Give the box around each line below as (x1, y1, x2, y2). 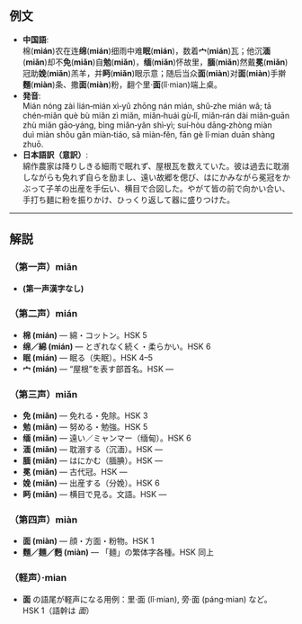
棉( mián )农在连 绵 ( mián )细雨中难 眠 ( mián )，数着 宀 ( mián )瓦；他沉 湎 (22, 45, 271, 56)
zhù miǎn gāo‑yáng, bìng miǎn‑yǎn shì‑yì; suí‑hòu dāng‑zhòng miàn (22, 120, 272, 130)
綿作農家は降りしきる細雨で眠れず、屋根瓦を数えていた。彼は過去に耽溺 (22, 160, 289, 171)
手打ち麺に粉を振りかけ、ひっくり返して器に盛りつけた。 (22, 194, 235, 205)
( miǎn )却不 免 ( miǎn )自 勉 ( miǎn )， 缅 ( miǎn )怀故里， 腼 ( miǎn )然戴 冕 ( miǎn (22, 57, 286, 67)
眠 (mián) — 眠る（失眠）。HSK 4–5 (22, 352, 154, 362)
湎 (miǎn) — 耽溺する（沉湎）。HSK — (22, 444, 164, 455)
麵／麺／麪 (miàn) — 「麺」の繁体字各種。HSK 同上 (22, 547, 214, 557)
